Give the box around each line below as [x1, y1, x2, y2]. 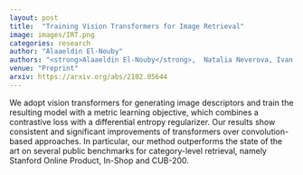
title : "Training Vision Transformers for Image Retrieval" [9, 22, 245, 31]
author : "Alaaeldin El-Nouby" [9, 47, 124, 56]
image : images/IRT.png [9, 30, 95, 39]
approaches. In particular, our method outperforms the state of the [34, 135, 283, 146]
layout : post [9, 13, 59, 23]
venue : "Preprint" [9, 64, 79, 73]
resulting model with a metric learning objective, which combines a [9, 106, 260, 118]
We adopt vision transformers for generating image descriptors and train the [9, 97, 294, 108]
